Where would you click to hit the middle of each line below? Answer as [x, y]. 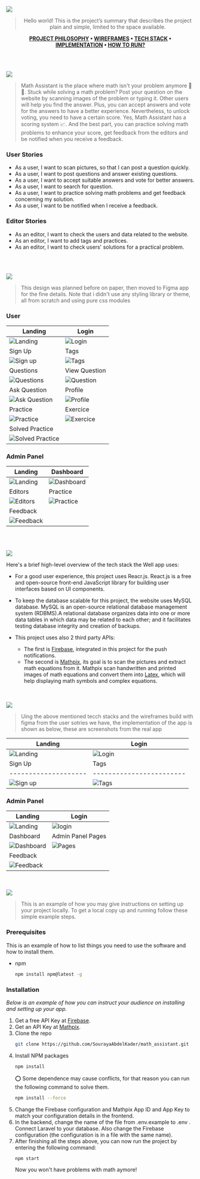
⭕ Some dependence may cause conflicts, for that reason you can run [102, 1078]
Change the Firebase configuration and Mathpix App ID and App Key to [102, 1109]
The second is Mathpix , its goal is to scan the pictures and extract [105, 662]
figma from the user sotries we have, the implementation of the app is [107, 723]
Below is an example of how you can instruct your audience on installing [96, 1002]
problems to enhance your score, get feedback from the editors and [104, 133]
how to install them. [30, 952]
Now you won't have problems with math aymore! [76, 1170]
